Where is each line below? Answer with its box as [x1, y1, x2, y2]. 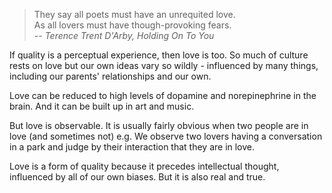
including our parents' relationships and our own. [9, 70, 212, 82]
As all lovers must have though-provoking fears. [33, 19, 232, 31]
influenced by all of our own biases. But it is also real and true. [9, 171, 266, 183]
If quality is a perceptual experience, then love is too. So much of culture [9, 49, 309, 61]
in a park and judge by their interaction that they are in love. [9, 141, 256, 153]
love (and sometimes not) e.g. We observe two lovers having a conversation [9, 130, 323, 142]
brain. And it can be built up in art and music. [9, 100, 195, 112]
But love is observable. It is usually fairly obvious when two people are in [9, 120, 309, 131]
